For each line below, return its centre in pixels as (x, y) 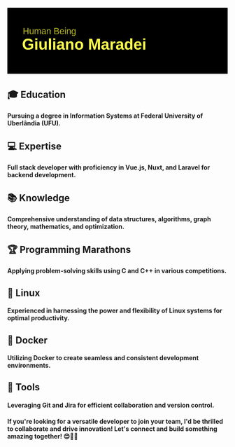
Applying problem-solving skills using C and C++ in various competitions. (117, 271)
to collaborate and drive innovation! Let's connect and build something (112, 429)
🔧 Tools (24, 387)
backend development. (42, 175)
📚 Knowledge (38, 198)
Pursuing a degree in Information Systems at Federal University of (105, 116)
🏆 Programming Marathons (69, 249)
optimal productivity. (38, 318)
